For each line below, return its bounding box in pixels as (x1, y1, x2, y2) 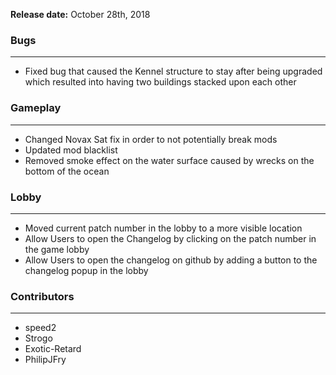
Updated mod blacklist (24, 144, 118, 156)
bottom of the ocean (24, 165, 110, 177)
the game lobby (24, 243, 90, 255)
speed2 (24, 322, 57, 334)
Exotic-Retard (24, 343, 82, 355)
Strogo (24, 332, 53, 344)
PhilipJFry (24, 354, 67, 366)
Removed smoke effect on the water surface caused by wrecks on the (24, 154, 315, 166)
